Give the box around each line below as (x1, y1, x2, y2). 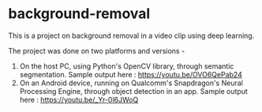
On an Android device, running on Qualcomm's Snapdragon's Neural (19, 78, 243, 88)
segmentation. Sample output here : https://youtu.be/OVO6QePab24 (19, 69, 242, 79)
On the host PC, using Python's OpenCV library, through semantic (19, 61, 234, 71)
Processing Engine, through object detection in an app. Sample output (19, 86, 249, 95)
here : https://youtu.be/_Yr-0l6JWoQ (19, 95, 139, 104)
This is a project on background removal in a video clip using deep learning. (8, 31, 255, 40)
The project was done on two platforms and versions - (8, 46, 185, 55)
